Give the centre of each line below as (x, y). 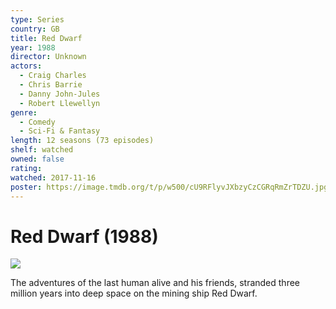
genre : (24, 112)
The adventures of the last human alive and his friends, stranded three (155, 283)
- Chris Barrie (51, 85)
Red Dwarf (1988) (84, 236)
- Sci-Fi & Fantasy (60, 131)
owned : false (37, 159)
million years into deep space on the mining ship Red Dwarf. (134, 293)
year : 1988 (33, 47)
